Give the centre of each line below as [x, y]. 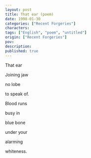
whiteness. [16, 151]
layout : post [18, 10]
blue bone [15, 122]
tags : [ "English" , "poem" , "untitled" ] [46, 33]
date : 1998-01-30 [23, 19]
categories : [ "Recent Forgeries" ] [41, 23]
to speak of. [17, 94]
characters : [17, 28]
